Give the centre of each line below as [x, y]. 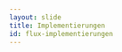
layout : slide [36, 17]
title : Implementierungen [57, 26]
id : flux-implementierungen [61, 33]
